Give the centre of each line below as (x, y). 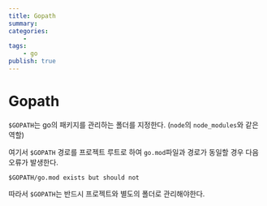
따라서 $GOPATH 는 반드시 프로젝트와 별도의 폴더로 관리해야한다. (107, 193)
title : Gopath (32, 16)
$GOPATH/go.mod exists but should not (74, 178)
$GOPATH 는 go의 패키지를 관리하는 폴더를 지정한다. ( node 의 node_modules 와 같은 (133, 124)
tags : (17, 46)
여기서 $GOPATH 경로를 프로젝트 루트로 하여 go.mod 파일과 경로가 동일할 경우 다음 (134, 152)
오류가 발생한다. (34, 162)
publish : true (32, 62)
